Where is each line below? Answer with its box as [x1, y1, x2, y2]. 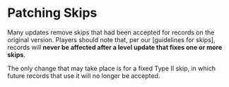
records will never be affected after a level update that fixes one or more [7, 43, 223, 51]
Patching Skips [7, 5, 98, 21]
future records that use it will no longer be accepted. [7, 72, 160, 80]
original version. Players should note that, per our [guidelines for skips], [7, 35, 216, 43]
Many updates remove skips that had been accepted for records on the [7, 28, 215, 36]
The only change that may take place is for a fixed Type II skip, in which [7, 64, 216, 72]
